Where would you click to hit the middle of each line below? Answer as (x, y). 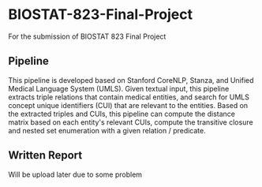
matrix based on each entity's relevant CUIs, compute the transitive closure (131, 122)
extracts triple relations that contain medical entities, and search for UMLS (129, 97)
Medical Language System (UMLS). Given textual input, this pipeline (119, 88)
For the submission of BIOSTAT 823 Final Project (87, 36)
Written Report (45, 155)
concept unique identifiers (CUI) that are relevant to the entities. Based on (128, 105)
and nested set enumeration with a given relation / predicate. (107, 130)
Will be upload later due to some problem (75, 174)
